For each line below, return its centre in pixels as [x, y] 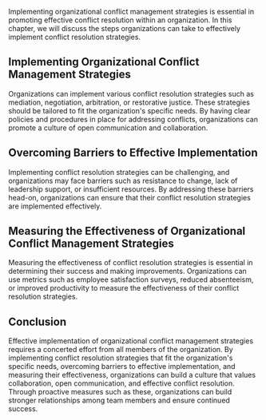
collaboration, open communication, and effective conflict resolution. [122, 383]
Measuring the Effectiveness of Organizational [127, 231]
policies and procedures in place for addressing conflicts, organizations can [133, 119]
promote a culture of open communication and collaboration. [108, 128]
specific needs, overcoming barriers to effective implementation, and [122, 367]
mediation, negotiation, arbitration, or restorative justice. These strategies [129, 102]
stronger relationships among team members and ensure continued [119, 400]
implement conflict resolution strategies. [75, 37]
